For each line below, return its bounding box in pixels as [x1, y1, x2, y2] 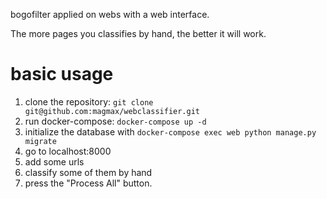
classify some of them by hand [24, 166, 153, 178]
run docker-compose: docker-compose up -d [24, 115, 207, 127]
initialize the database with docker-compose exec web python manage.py [24, 125, 317, 138]
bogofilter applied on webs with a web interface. [10, 9, 210, 20]
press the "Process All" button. [24, 177, 153, 189]
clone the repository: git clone [24, 95, 154, 108]
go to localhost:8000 [24, 145, 112, 157]
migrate [24, 136, 57, 146]
